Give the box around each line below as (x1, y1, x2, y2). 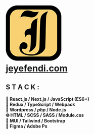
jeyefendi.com (6, 63, 68, 74)
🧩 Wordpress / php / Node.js (6, 107, 66, 113)
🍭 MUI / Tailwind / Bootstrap (6, 118, 66, 123)
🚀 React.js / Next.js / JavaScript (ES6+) (6, 96, 89, 102)
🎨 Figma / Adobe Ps (6, 123, 48, 129)
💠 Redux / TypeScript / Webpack (6, 101, 75, 107)
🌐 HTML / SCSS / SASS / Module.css (6, 112, 84, 118)
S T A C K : (6, 83, 39, 91)
